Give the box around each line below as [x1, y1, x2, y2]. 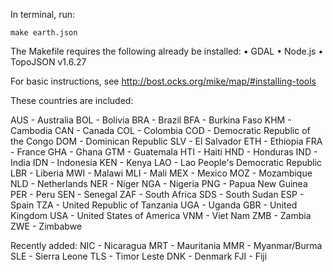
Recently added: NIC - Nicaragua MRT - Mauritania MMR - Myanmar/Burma [10, 240, 323, 251]
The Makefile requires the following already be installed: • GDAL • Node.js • [10, 45, 324, 57]
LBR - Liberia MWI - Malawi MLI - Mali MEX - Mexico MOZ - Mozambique [10, 167, 313, 179]
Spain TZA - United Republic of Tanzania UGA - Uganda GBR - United [10, 199, 298, 211]
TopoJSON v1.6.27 [10, 56, 87, 68]
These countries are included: [10, 95, 134, 106]
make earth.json [10, 28, 78, 38]
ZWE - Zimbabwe [10, 220, 83, 232]
